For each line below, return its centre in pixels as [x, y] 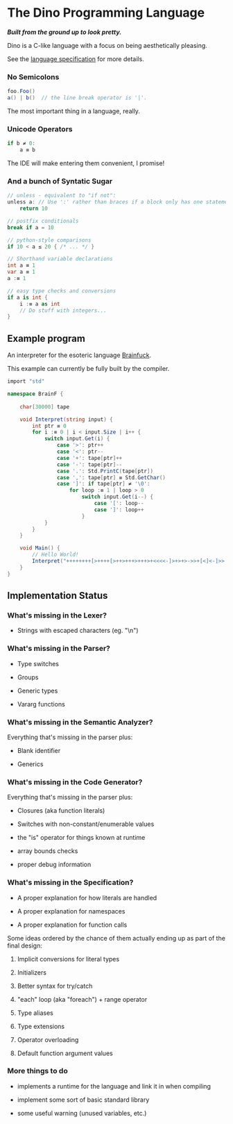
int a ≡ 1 [21, 265]
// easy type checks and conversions [62, 291]
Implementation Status [58, 596]
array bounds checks [48, 851]
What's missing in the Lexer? [57, 615]
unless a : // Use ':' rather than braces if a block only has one [105, 202]
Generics [30, 764]
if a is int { [28, 297]
